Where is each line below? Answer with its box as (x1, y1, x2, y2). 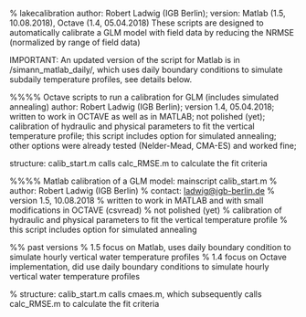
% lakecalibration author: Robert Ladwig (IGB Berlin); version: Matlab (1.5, (9, 8, 286, 18)
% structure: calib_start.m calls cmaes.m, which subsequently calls (9, 289, 262, 300)
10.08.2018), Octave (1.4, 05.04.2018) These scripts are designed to (9, 17, 264, 28)
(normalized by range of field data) (9, 37, 141, 48)
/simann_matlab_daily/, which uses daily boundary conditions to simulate (9, 64, 283, 75)
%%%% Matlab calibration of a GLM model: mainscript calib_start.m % (9, 175, 278, 186)
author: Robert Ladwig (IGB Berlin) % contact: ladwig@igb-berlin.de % (9, 185, 276, 195)
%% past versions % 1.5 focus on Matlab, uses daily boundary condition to (9, 242, 291, 252)
